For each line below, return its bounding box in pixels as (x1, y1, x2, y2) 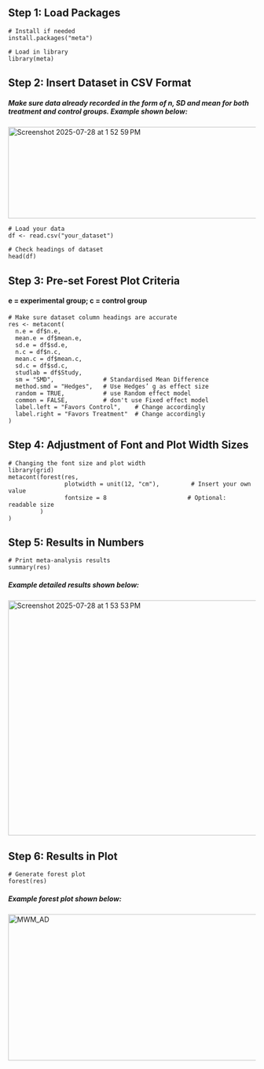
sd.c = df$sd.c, (15, 362, 68, 370)
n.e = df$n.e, (15, 327, 61, 335)
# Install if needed (8, 27, 76, 35)
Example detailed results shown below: (8, 579, 140, 590)
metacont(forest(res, (8, 473, 79, 481)
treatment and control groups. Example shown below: (8, 106, 189, 116)
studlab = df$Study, (15, 368, 82, 377)
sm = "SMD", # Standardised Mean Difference (15, 375, 210, 383)
